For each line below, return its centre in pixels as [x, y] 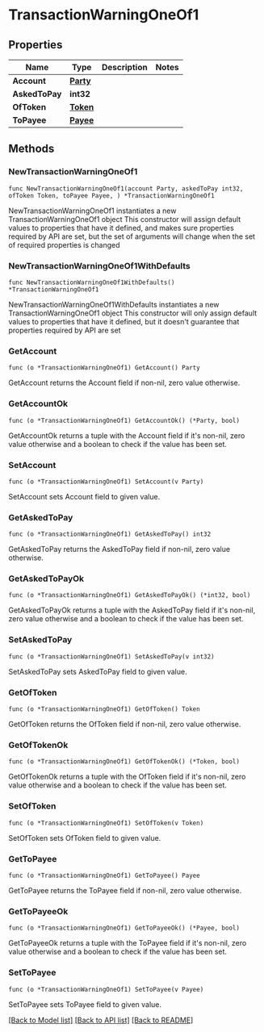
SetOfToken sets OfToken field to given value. [85, 838]
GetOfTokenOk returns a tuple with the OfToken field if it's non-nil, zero [127, 777]
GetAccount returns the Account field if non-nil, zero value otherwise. [124, 383]
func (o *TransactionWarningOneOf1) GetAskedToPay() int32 [110, 534]
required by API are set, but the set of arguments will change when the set [132, 236]
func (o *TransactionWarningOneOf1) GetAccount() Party [104, 368]
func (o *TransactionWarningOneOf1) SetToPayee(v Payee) [106, 989]
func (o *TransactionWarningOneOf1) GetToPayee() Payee [104, 875]
